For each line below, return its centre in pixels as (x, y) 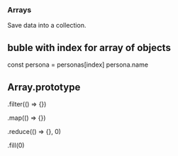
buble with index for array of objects (89, 48)
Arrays (20, 10)
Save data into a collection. (47, 26)
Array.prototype (44, 87)
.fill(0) (16, 145)
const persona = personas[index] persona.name (78, 65)
